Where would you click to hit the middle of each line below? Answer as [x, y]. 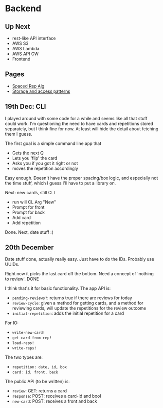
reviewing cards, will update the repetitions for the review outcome [79, 308]
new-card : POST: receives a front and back [54, 401]
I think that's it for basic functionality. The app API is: [58, 288]
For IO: [12, 323]
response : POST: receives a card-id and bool [56, 396]
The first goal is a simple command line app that [53, 143]
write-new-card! [28, 333]
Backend [23, 9]
